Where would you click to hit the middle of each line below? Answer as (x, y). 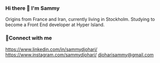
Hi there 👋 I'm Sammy (32, 8)
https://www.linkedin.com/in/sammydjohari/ (51, 49)
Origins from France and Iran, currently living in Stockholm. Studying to (80, 19)
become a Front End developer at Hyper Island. (55, 25)
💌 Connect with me (29, 38)
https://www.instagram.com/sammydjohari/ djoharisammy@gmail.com (80, 55)
